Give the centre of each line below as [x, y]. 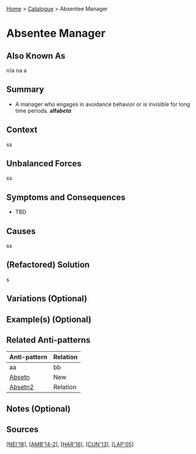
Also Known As [36, 56]
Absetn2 [22, 387]
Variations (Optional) [47, 299]
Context [22, 130]
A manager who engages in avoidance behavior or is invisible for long [103, 104]
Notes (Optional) [39, 409]
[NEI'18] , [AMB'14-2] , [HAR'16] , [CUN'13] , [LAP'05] [70, 444]
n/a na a [17, 70]
